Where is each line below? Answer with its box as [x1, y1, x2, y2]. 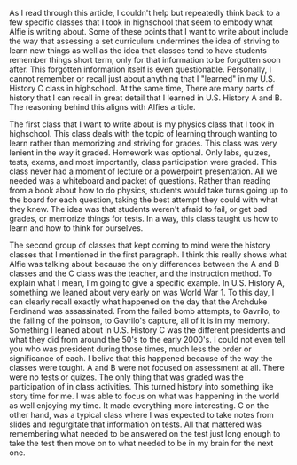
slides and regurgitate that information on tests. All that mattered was [9, 419, 262, 430]
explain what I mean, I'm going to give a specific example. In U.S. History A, [9, 278, 285, 288]
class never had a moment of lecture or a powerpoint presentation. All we [9, 166, 277, 177]
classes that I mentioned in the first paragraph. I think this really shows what [9, 249, 288, 260]
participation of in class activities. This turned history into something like [9, 382, 274, 391]
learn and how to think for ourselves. [9, 223, 144, 233]
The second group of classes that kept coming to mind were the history [9, 240, 270, 250]
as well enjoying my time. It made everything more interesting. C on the [9, 400, 270, 411]
